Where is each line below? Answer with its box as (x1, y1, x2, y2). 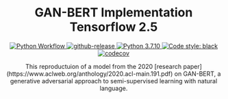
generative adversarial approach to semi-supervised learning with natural (10, 76, 218, 85)
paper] (183, 62, 203, 70)
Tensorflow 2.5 (69, 19, 158, 35)
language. (99, 84, 128, 92)
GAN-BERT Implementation (34, 5, 193, 20)
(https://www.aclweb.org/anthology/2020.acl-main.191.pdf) (6, 70, 173, 78)
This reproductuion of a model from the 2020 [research (25, 62, 182, 70)
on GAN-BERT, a (174, 70, 221, 78)
